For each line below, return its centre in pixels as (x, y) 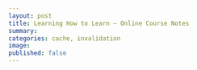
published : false (38, 53)
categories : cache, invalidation (65, 38)
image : (19, 46)
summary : (23, 31)
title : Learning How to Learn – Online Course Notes (99, 23)
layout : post (30, 16)
